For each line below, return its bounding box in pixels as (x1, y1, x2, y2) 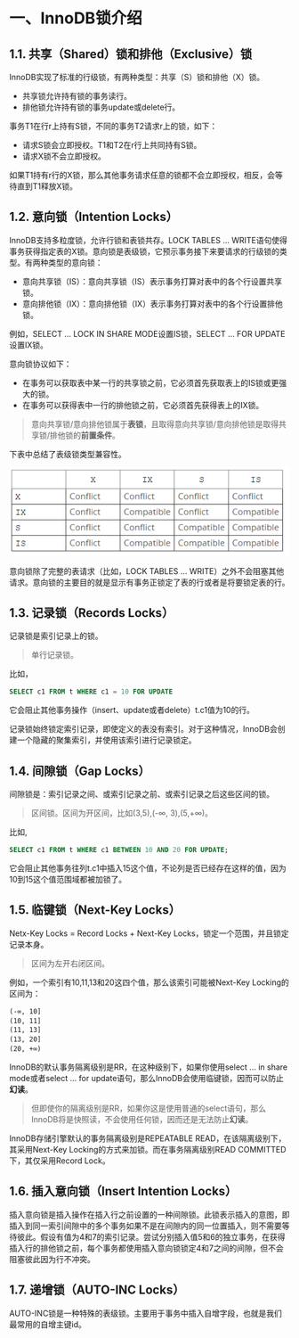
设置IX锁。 (9, 340, 49, 350)
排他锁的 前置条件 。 (49, 430, 120, 440)
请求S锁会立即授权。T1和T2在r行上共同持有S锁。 (21, 140, 202, 150)
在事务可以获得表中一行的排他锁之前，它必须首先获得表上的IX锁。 (21, 399, 264, 410)
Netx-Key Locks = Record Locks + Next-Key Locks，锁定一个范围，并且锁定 (9, 928, 289, 939)
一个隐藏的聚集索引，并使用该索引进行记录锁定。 (16, 735, 197, 745)
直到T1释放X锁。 (16, 181, 78, 192)
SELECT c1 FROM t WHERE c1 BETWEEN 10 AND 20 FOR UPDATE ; (9, 846, 229, 855)
